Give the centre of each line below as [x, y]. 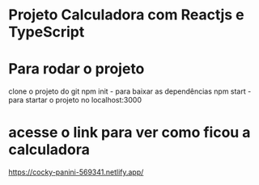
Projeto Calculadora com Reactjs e [126, 15]
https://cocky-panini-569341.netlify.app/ [76, 172]
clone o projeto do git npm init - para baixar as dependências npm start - [130, 91]
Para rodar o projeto [76, 69]
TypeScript [47, 32]
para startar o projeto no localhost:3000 [75, 100]
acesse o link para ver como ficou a [129, 133]
